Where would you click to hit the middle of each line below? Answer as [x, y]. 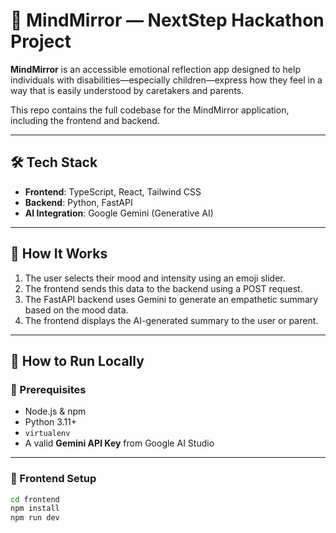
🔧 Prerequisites [48, 389]
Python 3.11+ [51, 422]
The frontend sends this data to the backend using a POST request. [163, 288]
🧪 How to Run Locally [77, 360]
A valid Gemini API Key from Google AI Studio [119, 443]
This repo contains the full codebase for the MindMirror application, [150, 110]
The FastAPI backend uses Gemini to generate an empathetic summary [171, 299]
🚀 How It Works [59, 254]
